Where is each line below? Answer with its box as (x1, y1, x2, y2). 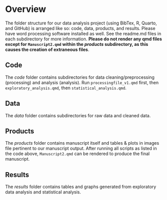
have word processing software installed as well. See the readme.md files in (5, 30, 162, 36)
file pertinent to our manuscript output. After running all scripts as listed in (5, 146, 157, 152)
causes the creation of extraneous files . (5, 46, 90, 52)
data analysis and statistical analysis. (5, 189, 81, 195)
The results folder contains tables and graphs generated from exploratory (5, 184, 157, 190)
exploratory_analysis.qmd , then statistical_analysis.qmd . (5, 85, 127, 91)
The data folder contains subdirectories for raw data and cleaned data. (5, 112, 151, 118)
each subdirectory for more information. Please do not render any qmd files (5, 36, 162, 42)
